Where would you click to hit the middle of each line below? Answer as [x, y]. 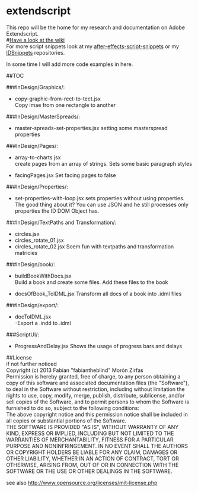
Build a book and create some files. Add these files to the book [91, 282]
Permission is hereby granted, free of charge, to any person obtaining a [93, 376]
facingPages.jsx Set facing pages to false [66, 175]
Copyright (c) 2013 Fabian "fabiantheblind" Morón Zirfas [75, 370]
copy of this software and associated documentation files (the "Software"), [98, 383]
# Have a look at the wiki [36, 40]
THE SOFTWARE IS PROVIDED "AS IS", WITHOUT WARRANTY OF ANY [92, 427]
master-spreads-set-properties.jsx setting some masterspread [91, 128]
